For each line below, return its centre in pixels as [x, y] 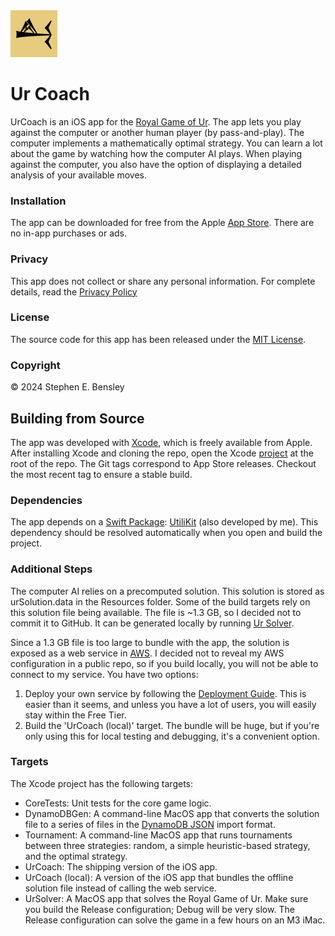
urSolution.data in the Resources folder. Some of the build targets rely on [160, 601]
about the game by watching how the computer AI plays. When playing [156, 153]
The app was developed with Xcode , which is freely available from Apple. [161, 442]
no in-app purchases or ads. [69, 233]
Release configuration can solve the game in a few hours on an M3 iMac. [175, 920]
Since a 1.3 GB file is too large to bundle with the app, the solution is [150, 642]
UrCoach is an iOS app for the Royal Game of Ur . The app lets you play [156, 121]
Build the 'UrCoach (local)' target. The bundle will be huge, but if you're [172, 725]
